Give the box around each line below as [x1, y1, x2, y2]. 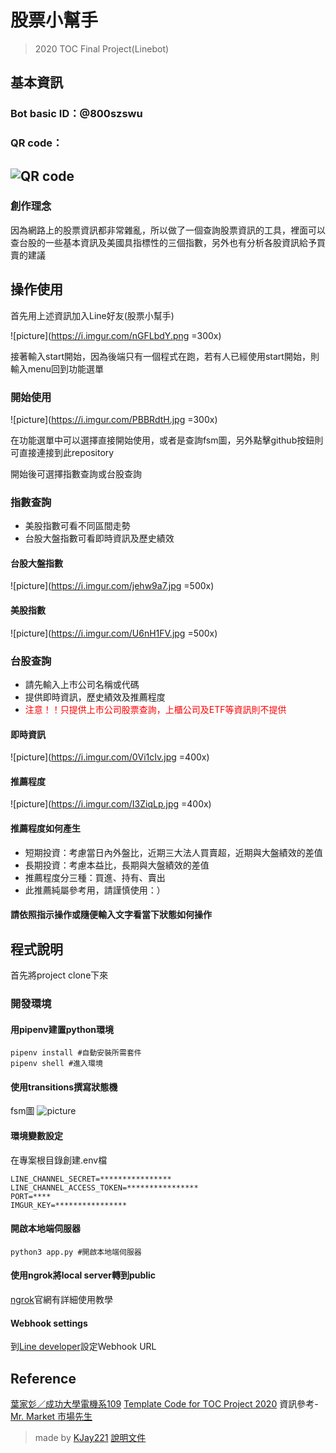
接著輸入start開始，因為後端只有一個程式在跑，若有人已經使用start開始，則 [10, 350, 320, 362]
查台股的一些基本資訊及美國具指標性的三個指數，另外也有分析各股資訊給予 [10, 236, 317, 248]
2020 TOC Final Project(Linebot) [34, 42, 170, 55]
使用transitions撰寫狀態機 [10, 1081, 118, 1093]
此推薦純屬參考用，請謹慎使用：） [24, 884, 166, 896]
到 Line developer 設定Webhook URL [10, 1341, 157, 1353]
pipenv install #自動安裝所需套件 [10, 1048, 142, 1058]
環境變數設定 [10, 1129, 63, 1141]
